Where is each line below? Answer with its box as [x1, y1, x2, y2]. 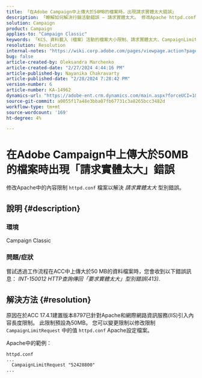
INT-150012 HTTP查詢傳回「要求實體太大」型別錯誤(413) [17, 275, 159, 282]
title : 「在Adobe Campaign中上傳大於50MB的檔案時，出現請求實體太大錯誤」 [6, 8, 177, 15]
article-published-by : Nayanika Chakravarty [6, 70, 120, 76]
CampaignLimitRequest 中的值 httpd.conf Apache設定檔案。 [6, 326, 153, 334]
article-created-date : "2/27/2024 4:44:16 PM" [6, 64, 125, 71]
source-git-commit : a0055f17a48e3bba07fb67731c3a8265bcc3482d [6, 98, 165, 104]
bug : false [6, 53, 34, 59]
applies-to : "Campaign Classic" [6, 31, 87, 37]
